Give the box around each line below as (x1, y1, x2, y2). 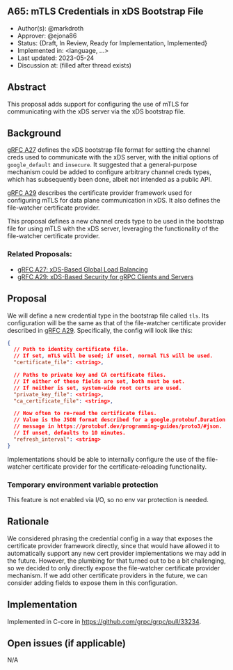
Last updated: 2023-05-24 (17, 54, 95, 62)
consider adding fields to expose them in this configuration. (7, 578, 178, 587)
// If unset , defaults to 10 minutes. (13, 430, 127, 437)
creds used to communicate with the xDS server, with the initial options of (7, 153, 219, 162)
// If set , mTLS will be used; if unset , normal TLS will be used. (13, 352, 214, 359)
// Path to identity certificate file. (13, 346, 129, 353)
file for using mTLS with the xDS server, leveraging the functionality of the (7, 224, 219, 233)
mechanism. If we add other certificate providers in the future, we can (7, 571, 208, 579)
